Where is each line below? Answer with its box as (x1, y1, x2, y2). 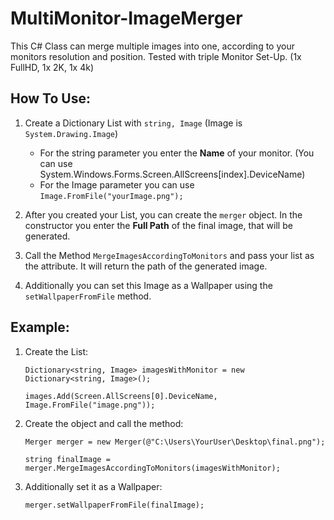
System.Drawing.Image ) (24, 127, 119, 139)
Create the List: (24, 345, 89, 357)
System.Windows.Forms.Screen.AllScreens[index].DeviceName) (39, 168, 306, 180)
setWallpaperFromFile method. (24, 290, 152, 302)
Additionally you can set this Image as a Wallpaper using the (24, 279, 273, 291)
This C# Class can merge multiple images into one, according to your (10, 40, 295, 52)
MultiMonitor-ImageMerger (10, 7, 243, 30)
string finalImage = (24, 454, 111, 464)
